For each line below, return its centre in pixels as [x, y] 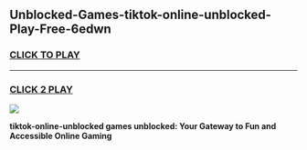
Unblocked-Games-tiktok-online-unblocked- [141, 15]
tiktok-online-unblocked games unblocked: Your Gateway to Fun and [143, 125]
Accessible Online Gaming [61, 135]
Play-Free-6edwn [60, 30]
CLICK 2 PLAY [41, 89]
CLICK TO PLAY [45, 55]
